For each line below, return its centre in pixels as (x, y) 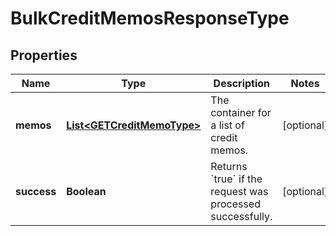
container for (241, 112)
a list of (227, 125)
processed (235, 204)
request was (239, 191)
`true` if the (236, 179)
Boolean (86, 191)
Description (242, 83)
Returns (229, 166)
